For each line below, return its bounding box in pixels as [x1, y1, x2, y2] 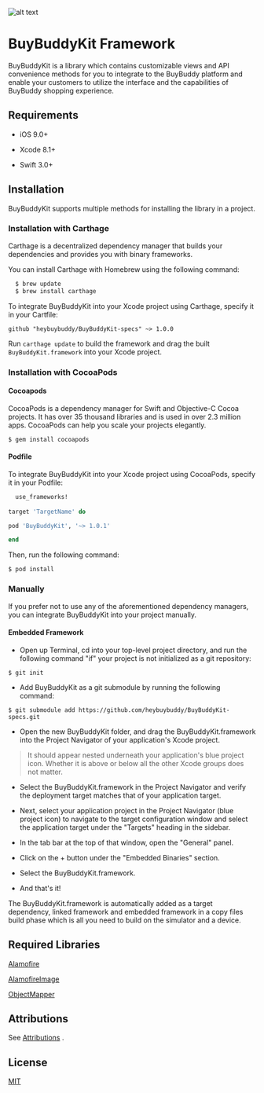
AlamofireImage [8, 974, 60, 984]
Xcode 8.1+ [19, 145, 57, 154]
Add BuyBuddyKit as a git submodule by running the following [19, 682, 221, 691]
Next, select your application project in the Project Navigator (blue [19, 805, 234, 815]
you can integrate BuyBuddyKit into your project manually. [8, 610, 197, 619]
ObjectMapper [8, 989, 55, 999]
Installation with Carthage [8, 223, 110, 234]
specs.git [8, 713, 41, 721]
